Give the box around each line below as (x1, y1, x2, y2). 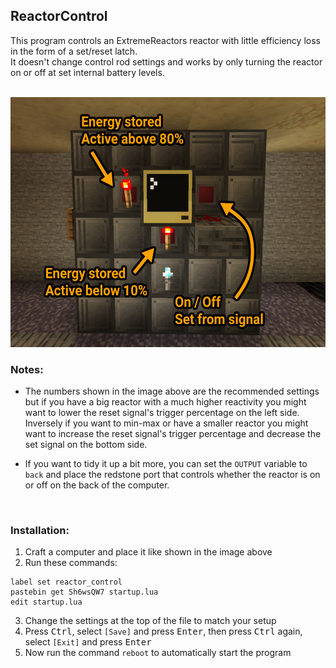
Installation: (10, 524, 70, 538)
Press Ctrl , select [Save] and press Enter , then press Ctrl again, (24, 625, 303, 638)
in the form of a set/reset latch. (10, 45, 138, 57)
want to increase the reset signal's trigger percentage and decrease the (24, 428, 322, 440)
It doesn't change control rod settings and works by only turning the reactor (10, 55, 323, 68)
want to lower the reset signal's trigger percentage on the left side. (24, 407, 300, 419)
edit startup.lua (10, 597, 83, 608)
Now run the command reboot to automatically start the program (24, 647, 292, 659)
